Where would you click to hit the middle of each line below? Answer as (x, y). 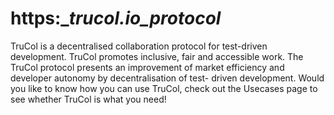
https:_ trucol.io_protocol (116, 18)
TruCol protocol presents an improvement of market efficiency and (147, 67)
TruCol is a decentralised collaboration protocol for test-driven (139, 46)
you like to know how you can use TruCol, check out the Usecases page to (164, 88)
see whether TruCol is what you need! (88, 99)
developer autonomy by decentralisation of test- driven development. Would (167, 78)
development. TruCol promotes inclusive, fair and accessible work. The (157, 56)
